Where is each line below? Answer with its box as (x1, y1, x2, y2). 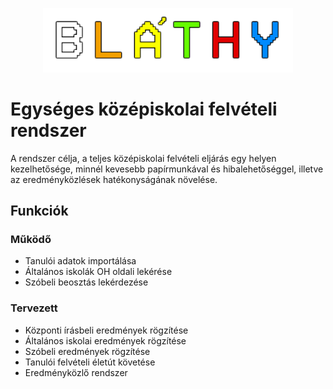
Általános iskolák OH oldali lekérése (24, 266, 173, 278)
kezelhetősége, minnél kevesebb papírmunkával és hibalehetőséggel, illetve (10, 163, 324, 175)
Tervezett (10, 301, 58, 315)
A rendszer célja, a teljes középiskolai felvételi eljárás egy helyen (10, 152, 277, 164)
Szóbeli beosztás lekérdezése (24, 276, 149, 288)
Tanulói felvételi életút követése (24, 356, 156, 368)
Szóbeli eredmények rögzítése (24, 345, 151, 357)
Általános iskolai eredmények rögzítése (24, 334, 187, 347)
